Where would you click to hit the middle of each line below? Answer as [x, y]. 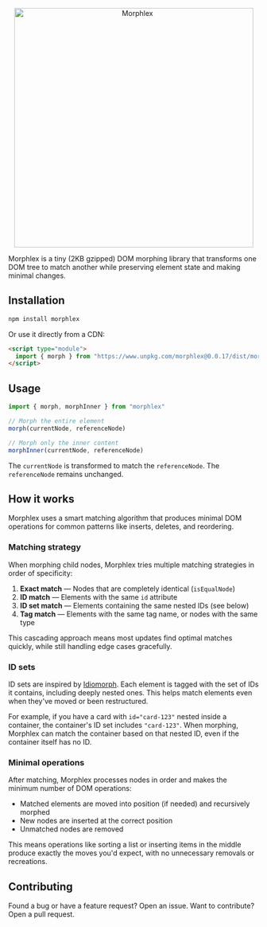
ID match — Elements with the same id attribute [99, 596]
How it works [41, 499]
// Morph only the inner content [64, 443]
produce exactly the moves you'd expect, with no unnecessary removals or [132, 853]
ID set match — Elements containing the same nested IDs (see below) [134, 605]
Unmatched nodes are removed [72, 829]
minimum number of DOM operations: [70, 788]
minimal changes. [37, 276]
